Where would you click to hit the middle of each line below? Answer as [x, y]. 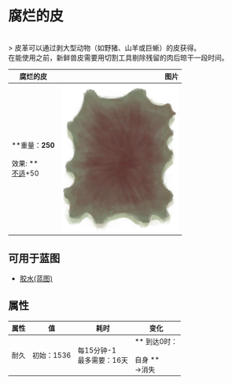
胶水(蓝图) [36, 279]
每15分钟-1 [97, 350]
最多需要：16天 [103, 360]
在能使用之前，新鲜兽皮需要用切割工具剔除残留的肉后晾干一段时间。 [118, 57]
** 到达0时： [157, 341]
